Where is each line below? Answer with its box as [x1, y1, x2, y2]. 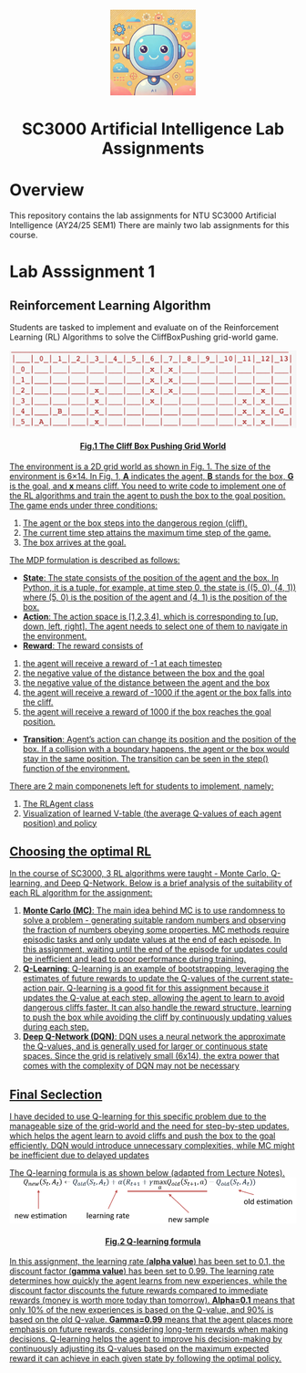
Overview [9, 180, 85, 201]
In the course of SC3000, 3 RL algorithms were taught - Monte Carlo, [9, 868, 270, 879]
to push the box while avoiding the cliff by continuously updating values [22, 1011, 292, 1022]
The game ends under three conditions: [9, 499, 158, 510]
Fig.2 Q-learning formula [105, 1235, 201, 1246]
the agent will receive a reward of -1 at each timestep [22, 657, 223, 668]
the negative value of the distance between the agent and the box [22, 676, 270, 688]
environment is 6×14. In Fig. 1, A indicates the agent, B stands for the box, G [9, 470, 294, 481]
